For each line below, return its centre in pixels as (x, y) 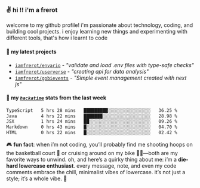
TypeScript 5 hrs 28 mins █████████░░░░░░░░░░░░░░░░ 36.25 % (92, 110)
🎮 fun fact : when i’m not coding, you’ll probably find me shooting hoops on (99, 145)
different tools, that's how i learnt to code (57, 38)
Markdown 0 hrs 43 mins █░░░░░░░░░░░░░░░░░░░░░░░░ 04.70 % (92, 127)
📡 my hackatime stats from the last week (56, 98)
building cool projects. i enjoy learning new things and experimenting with (97, 32)
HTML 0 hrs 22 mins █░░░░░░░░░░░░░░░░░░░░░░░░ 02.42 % (92, 133)
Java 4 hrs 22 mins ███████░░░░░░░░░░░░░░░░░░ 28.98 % (92, 116)
